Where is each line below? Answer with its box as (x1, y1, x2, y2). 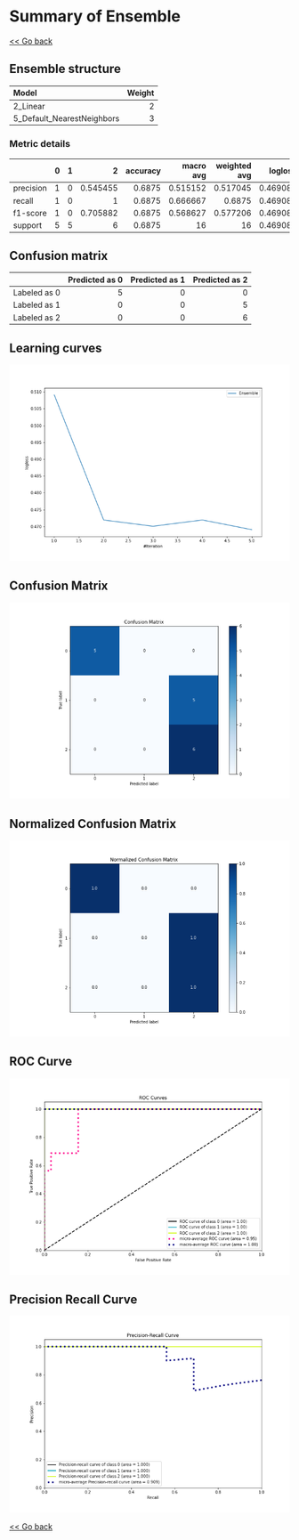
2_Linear (12, 101, 45, 111)
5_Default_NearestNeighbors (12, 113, 120, 124)
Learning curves (9, 340, 102, 355)
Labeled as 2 (12, 312, 61, 322)
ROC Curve (9, 1054, 73, 1069)
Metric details (9, 138, 71, 150)
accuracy (125, 165, 162, 175)
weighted (215, 160, 252, 171)
